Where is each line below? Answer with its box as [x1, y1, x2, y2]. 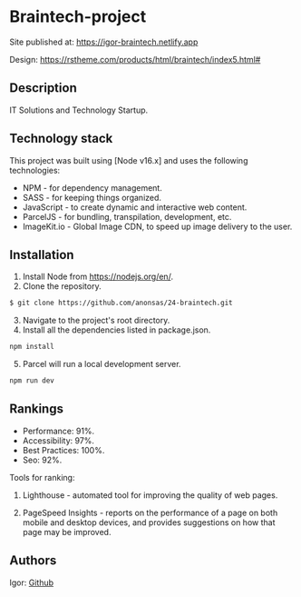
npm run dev [9, 376, 54, 385]
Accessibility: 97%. [22, 434, 95, 446]
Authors [9, 552, 57, 569]
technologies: [9, 164, 61, 175]
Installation [9, 247, 74, 263]
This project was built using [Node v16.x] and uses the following [9, 154, 248, 165]
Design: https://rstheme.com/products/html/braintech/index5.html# [9, 54, 261, 65]
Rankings [9, 402, 63, 417]
